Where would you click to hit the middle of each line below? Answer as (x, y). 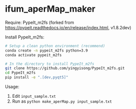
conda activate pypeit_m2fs (34, 55)
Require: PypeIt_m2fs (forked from (40, 22)
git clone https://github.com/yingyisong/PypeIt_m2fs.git (65, 68)
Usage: (12, 87)
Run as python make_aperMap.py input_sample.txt (62, 101)
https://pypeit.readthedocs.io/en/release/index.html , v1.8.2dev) (68, 27)
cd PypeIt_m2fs (20, 73)
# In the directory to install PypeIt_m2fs (50, 64)
